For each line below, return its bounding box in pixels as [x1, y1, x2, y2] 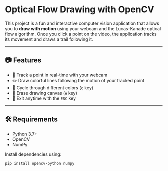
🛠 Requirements [5, 115, 58, 124]
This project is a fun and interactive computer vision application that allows [5, 20, 160, 26]
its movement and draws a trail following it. [5, 36, 93, 42]
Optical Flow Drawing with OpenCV [5, 4, 154, 15]
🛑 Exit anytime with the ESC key [12, 95, 76, 101]
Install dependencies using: [5, 151, 62, 157]
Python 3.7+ [12, 131, 38, 137]
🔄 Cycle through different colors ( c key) [12, 84, 94, 91]
